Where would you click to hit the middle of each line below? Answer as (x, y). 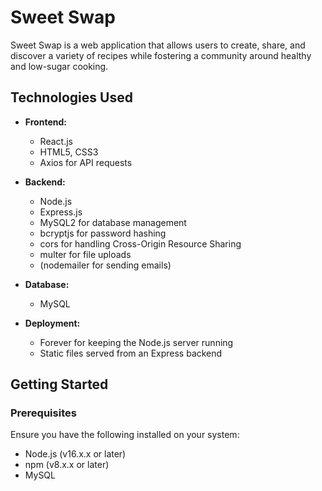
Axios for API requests (86, 162)
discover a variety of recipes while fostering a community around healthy (161, 55)
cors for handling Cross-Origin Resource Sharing (140, 243)
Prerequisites (43, 413)
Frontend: (45, 122)
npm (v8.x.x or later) (67, 465)
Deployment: (52, 323)
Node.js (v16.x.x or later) (75, 454)
